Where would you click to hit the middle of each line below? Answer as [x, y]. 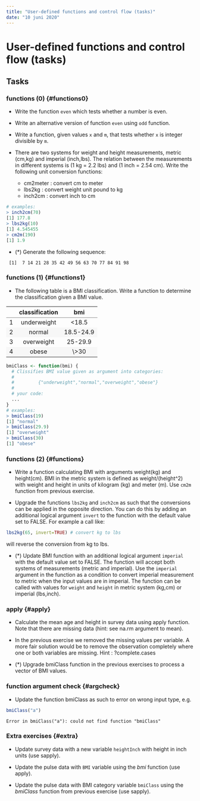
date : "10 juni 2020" [33, 17]
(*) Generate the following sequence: [60, 252]
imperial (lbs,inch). [37, 594]
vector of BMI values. [41, 671]
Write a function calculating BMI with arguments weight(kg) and [93, 472]
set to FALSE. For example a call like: [60, 522]
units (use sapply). [37, 755]
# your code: [28, 394]
